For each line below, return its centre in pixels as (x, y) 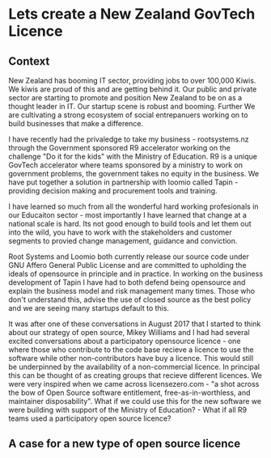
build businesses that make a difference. (76, 123)
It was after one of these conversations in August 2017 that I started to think (135, 324)
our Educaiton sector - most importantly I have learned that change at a (127, 215)
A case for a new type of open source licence (125, 444)
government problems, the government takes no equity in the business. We (134, 174)
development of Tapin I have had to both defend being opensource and (127, 282)
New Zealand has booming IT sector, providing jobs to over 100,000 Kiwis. (132, 81)
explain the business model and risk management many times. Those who (132, 291)
